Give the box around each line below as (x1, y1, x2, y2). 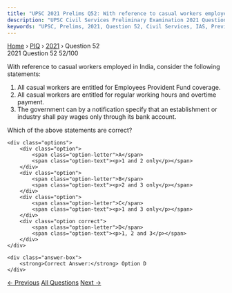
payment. (17, 98, 45, 106)
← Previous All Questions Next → (7, 278, 101, 287)
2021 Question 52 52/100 (7, 49, 79, 57)
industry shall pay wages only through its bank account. (17, 113, 177, 121)
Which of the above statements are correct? (7, 126, 133, 135)
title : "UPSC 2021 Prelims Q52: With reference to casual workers (7, 10, 202, 17)
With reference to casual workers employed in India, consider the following (7, 63, 220, 71)
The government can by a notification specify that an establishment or (17, 105, 217, 114)
